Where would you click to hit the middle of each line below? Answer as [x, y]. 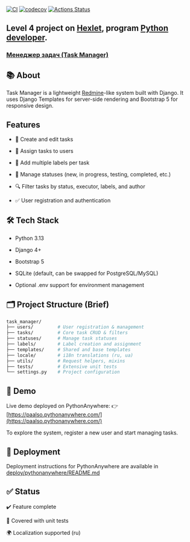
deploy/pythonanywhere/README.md [53, 473]
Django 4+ [28, 250]
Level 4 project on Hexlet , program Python [87, 28]
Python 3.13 [29, 238]
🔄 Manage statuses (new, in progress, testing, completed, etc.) [93, 174]
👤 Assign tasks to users [44, 150]
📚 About [23, 75]
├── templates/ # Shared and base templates [68, 350]
